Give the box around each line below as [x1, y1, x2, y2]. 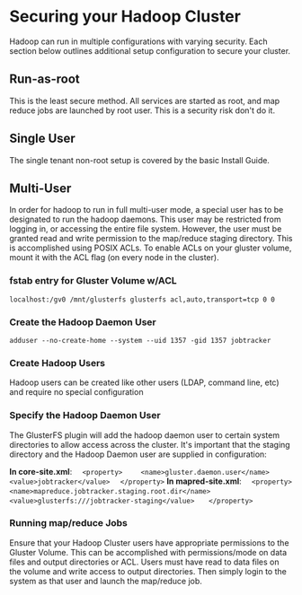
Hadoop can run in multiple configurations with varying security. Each [9, 36, 268, 47]
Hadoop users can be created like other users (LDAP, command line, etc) [9, 377, 280, 388]
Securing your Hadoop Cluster [9, 6, 241, 27]
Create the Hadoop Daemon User [9, 316, 156, 328]
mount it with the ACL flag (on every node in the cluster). [9, 252, 219, 263]
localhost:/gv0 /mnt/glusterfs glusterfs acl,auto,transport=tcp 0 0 [9, 294, 276, 304]
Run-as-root [9, 72, 81, 87]
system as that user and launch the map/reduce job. [9, 575, 202, 586]
